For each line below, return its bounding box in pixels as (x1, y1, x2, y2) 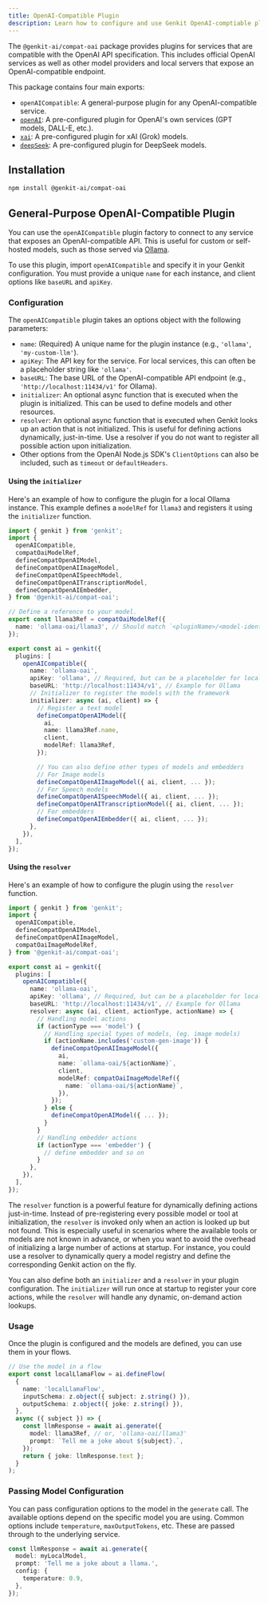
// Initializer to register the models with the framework (29, 689, 230, 697)
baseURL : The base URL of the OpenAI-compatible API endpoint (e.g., (19, 373, 246, 383)
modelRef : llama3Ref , (43, 741, 116, 750)
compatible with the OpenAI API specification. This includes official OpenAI (8, 50, 255, 59)
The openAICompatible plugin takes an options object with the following (8, 315, 242, 325)
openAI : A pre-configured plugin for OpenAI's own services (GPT (19, 114, 233, 124)
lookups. (8, 1300, 37, 1310)
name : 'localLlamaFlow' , (22, 1384, 105, 1393)
